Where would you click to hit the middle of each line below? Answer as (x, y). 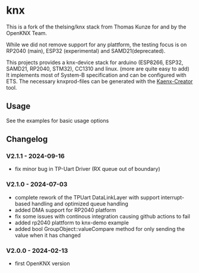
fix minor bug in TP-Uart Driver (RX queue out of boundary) (87, 169)
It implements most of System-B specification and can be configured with (97, 75)
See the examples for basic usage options (58, 120)
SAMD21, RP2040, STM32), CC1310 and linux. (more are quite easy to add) (98, 68)
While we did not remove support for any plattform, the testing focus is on (97, 45)
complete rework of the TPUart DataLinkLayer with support (87, 197)
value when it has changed (48, 235)
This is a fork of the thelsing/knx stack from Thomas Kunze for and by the (96, 27)
